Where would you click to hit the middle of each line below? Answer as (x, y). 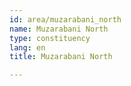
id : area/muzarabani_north (65, 19)
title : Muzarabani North (61, 57)
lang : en (27, 47)
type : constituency (50, 38)
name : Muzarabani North (59, 29)
